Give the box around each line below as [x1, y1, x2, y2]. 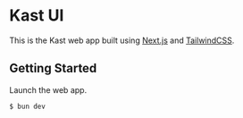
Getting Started [9, 61, 97, 76]
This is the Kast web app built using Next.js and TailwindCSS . [9, 35, 235, 46]
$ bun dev [9, 102, 46, 111]
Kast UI [9, 5, 64, 26]
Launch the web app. [9, 84, 88, 95]
